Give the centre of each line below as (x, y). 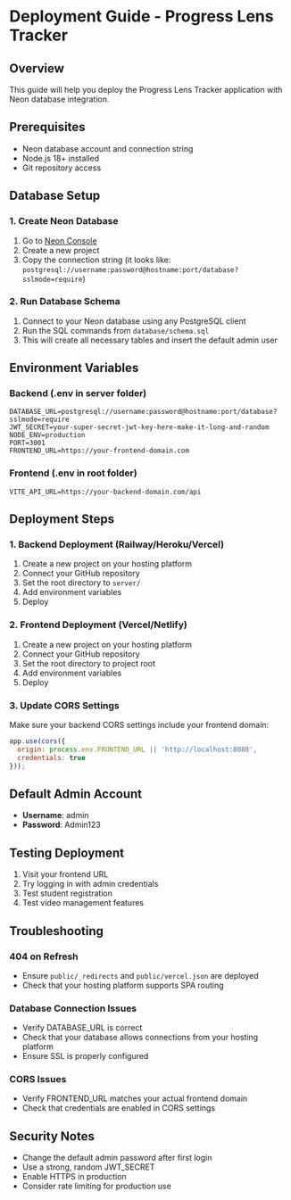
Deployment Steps (62, 519)
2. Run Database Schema (65, 302)
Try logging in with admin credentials (90, 884)
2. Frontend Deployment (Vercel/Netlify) (98, 625)
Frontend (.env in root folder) (73, 473)
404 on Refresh (44, 956)
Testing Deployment (67, 852)
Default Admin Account (76, 794)
